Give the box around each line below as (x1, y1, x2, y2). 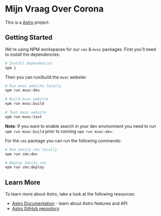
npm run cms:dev (5, 152, 38, 156)
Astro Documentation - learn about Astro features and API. (12, 201, 129, 206)
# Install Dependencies (5, 61, 53, 66)
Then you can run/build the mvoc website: (5, 74, 87, 80)
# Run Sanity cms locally (5, 147, 57, 152)
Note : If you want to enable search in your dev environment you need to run (5, 123, 156, 129)
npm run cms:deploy (5, 165, 44, 170)
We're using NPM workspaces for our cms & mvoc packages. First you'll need (5, 46, 156, 52)
